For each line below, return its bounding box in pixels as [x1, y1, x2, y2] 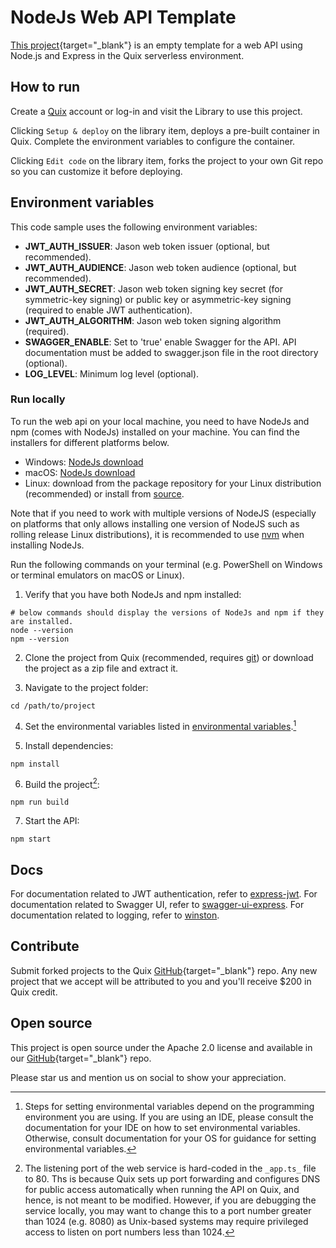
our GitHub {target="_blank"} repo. [10, 1052, 152, 1064]
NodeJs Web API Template [10, 6, 237, 29]
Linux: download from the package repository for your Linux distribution [24, 477, 322, 489]
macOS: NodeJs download [24, 466, 136, 478]
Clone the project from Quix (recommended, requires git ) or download [24, 651, 314, 663]
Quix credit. [10, 986, 58, 998]
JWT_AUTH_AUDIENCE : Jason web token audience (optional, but [24, 261, 297, 273]
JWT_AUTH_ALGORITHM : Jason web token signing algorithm [24, 314, 282, 326]
